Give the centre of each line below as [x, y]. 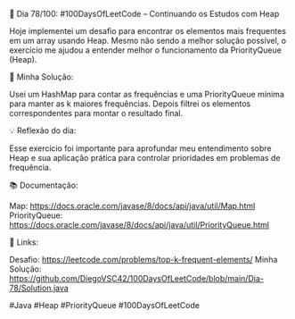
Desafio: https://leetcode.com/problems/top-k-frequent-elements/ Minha [143, 260]
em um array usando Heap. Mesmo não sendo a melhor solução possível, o [148, 41]
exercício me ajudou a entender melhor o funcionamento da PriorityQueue [146, 50]
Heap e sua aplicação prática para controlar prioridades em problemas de [145, 158]
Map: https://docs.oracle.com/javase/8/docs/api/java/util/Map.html [132, 206]
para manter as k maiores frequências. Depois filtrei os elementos [130, 104]
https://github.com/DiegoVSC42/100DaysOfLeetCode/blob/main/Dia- [137, 278]
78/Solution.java [39, 288]
